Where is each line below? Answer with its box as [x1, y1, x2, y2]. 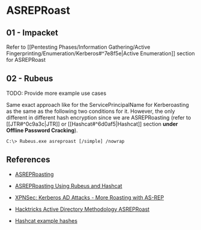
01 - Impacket [6, 28, 58, 38]
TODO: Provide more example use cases [6, 89, 107, 97]
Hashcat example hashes [14, 217, 78, 224]
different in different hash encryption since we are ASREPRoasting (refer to [6, 113, 191, 121]
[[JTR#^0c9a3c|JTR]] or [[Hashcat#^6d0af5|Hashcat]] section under [6, 120, 178, 127]
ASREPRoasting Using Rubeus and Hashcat [14, 182, 122, 189]
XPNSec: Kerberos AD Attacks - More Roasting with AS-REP [14, 193, 164, 201]
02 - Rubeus [6, 73, 53, 84]
